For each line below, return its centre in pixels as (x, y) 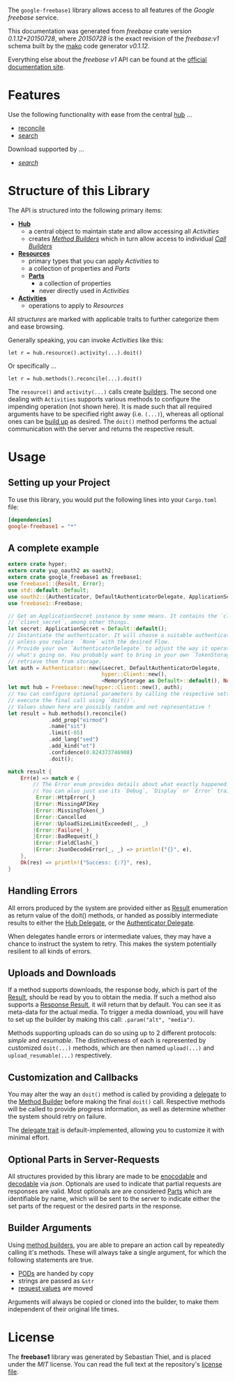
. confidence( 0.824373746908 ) (91, 752)
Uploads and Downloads (62, 973)
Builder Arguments (50, 1228)
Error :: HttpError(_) (66, 798)
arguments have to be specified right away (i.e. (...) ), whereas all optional (116, 414)
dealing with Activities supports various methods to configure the (104, 399)
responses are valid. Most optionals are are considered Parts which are (110, 1191)
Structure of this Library (79, 191)
